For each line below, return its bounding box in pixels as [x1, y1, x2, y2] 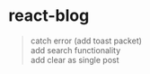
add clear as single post [30, 54, 119, 65]
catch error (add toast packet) [30, 35, 143, 46]
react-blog [8, 5, 90, 26]
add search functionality [30, 44, 121, 55]
